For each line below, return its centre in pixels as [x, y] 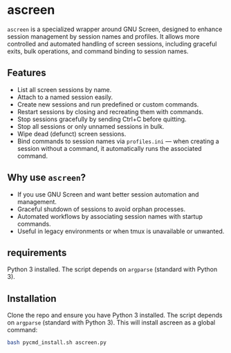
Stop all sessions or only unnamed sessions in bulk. [91, 126]
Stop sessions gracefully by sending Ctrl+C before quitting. [102, 119]
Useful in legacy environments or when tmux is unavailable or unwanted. [121, 231]
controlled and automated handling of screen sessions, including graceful [112, 44]
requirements [37, 252]
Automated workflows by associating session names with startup [110, 216]
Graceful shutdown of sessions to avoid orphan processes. [101, 209]
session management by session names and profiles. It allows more [103, 36]
